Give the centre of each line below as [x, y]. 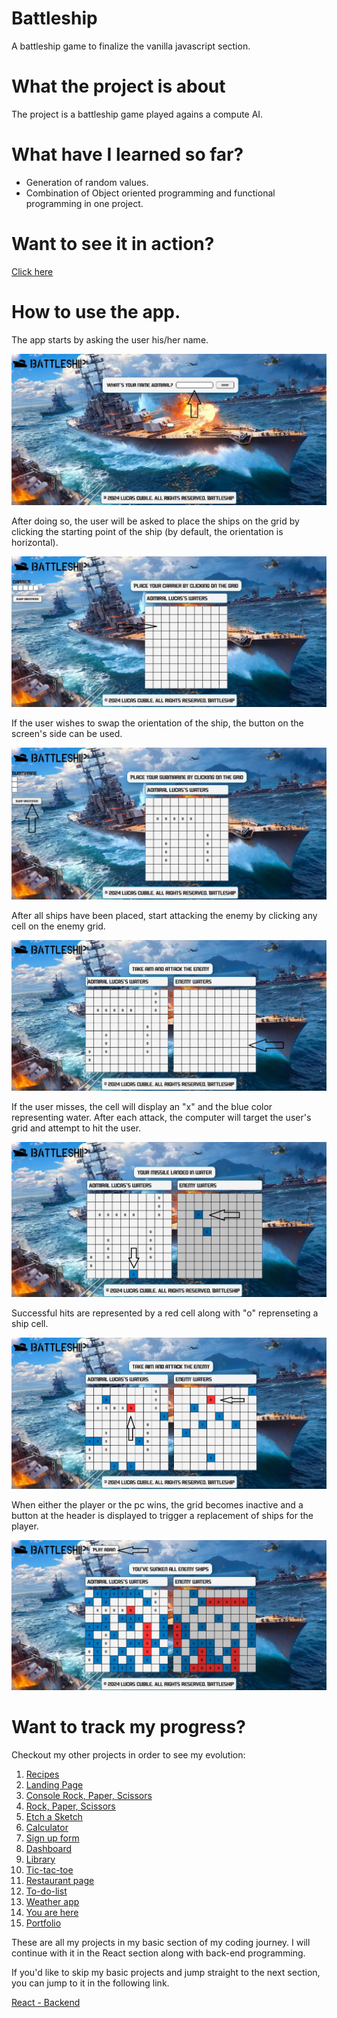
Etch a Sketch [54, 1816]
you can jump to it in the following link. [90, 1983]
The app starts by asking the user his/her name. [110, 339]
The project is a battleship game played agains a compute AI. [137, 114]
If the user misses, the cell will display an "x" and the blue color [142, 1107]
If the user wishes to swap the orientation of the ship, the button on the [157, 723]
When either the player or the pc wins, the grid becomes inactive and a [157, 1504]
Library [40, 1859]
